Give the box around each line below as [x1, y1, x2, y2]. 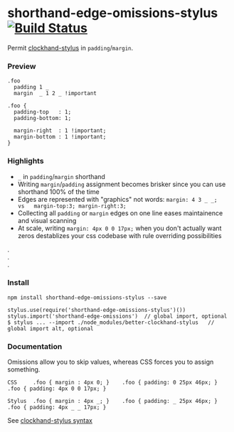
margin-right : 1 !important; [14, 127, 107, 134]
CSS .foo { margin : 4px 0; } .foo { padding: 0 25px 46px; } [7, 379, 218, 387]
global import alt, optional [7, 325, 94, 332]
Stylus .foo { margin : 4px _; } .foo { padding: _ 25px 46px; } [7, 398, 218, 405]
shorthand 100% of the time [17, 187, 100, 196]
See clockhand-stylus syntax [7, 416, 92, 425]
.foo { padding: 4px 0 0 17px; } [7, 385, 107, 392]
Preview [7, 61, 36, 71]
